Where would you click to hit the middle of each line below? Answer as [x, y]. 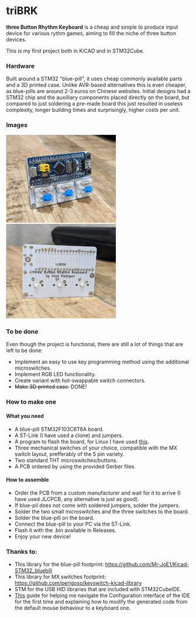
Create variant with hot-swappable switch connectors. [80, 381]
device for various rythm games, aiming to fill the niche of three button [91, 33]
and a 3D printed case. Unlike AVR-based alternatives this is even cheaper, [97, 85]
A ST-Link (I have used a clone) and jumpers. [69, 435]
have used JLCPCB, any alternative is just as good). [77, 499]
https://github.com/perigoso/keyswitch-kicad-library [78, 583]
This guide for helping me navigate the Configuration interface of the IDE [102, 595]
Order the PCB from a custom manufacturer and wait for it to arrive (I [97, 493]
